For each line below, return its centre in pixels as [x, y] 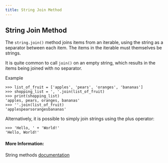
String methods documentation [37, 155]
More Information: [25, 144]
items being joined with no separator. [44, 68]
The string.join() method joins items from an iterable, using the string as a [84, 42]
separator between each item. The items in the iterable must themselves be [84, 48]
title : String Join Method [34, 10]
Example [14, 78]
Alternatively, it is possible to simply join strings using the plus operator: [80, 119]
